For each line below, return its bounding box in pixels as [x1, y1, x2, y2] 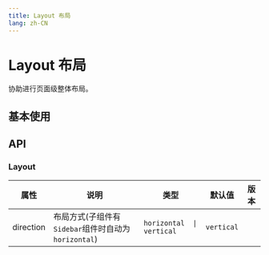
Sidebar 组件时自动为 [53, 223, 130, 234]
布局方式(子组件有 [53, 211, 122, 222]
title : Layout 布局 [8, 11, 71, 20]
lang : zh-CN [8, 19, 48, 27]
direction [12, 221, 46, 233]
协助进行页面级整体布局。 [8, 84, 93, 94]
